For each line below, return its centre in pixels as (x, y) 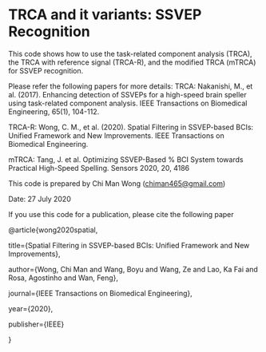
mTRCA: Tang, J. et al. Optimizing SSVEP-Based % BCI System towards (126, 159)
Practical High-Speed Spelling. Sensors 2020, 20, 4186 (99, 168)
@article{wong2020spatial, (53, 230)
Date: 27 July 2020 (40, 199)
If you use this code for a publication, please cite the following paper (121, 214)
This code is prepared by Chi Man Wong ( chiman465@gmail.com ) (117, 183)
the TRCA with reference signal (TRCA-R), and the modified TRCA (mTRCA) (132, 62)
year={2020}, (31, 308)
